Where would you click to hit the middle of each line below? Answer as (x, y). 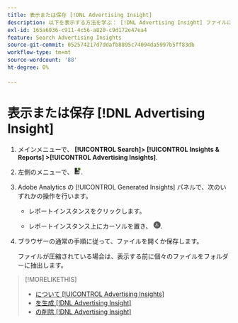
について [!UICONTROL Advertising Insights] (100, 294)
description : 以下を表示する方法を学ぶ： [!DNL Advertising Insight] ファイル (117, 22)
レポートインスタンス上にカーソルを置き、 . (95, 226)
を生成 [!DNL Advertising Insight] (83, 302)
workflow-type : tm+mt (39, 53)
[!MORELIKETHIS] (51, 279)
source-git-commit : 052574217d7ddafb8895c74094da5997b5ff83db (101, 45)
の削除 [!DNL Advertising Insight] (83, 312)
